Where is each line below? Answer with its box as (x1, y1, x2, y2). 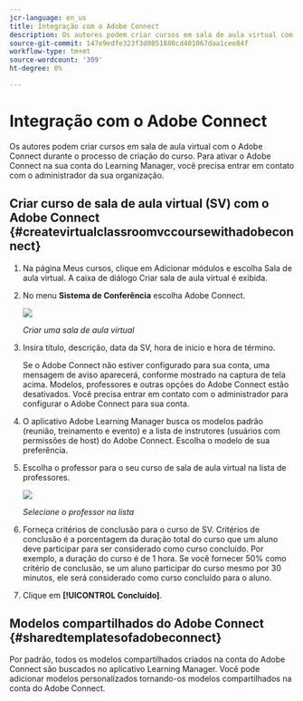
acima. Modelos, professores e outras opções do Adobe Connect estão (22, 378, 289, 390)
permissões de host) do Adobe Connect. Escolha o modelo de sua (22, 434, 270, 445)
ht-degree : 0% (9, 64, 63, 73)
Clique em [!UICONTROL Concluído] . (22, 589, 163, 600)
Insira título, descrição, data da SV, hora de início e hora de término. (22, 342, 276, 353)
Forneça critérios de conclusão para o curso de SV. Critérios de (22, 523, 260, 535)
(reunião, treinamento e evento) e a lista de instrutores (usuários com (22, 425, 280, 436)
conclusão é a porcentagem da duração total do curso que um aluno (22, 533, 279, 544)
